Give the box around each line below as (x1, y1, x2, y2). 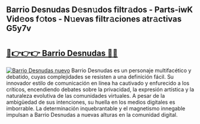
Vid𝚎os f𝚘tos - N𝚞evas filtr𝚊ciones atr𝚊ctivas (6, 14, 182, 24)
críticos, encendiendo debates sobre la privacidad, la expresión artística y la (6, 86, 195, 93)
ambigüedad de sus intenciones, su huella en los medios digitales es (6, 98, 175, 106)
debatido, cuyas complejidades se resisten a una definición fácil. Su (6, 73, 174, 80)
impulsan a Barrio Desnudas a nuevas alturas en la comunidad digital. (6, 111, 178, 118)
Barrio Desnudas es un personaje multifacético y (71, 67, 192, 74)
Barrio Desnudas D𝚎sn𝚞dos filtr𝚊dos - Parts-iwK (6, 5, 193, 15)
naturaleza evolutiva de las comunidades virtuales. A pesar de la (6, 92, 165, 99)
